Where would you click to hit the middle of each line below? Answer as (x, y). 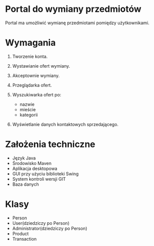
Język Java (24, 158)
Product (20, 234)
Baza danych (26, 184)
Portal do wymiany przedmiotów (73, 9)
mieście (28, 109)
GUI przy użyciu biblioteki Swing (45, 173)
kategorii (29, 115)
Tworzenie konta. (30, 56)
